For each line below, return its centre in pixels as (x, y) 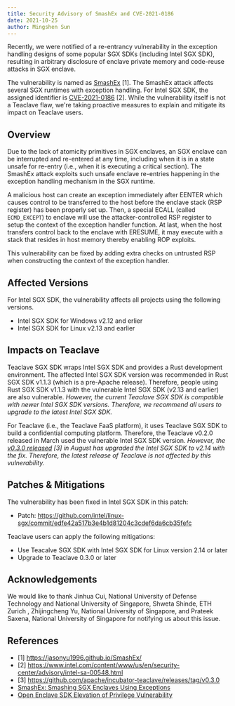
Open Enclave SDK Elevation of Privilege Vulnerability (95, 695)
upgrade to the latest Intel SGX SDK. (60, 412)
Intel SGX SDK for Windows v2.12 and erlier (80, 321)
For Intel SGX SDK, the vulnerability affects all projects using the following (114, 300)
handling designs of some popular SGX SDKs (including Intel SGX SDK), (111, 54)
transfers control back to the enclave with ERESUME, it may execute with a (115, 232)
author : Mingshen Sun (39, 27)
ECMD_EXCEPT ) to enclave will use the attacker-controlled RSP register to (109, 218)
